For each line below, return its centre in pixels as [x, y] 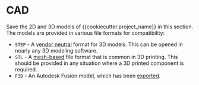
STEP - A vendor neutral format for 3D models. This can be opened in [99, 44]
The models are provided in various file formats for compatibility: [86, 32]
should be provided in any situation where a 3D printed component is [99, 63]
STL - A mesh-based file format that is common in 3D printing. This [96, 57]
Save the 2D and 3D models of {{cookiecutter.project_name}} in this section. [100, 27]
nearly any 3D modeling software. [56, 50]
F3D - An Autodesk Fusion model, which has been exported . [88, 76]
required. [26, 69]
